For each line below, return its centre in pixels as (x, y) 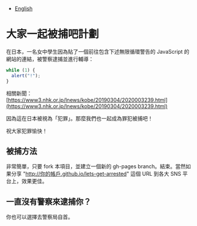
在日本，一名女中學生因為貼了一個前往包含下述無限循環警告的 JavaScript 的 (98, 51)
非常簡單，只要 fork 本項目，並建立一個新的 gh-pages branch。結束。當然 (96, 166)
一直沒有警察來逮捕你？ (49, 202)
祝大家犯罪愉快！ (27, 131)
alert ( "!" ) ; (26, 76)
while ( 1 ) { (21, 70)
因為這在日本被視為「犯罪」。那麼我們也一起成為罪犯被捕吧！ (79, 118)
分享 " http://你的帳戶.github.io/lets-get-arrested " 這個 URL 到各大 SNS (96, 174)
